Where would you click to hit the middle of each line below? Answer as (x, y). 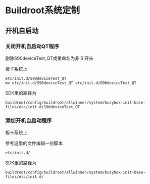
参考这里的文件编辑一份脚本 (34, 143)
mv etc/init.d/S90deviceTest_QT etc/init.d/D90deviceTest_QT (71, 83)
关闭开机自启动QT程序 (32, 46)
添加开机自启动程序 (29, 120)
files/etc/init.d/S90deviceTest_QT (43, 107)
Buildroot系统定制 (43, 10)
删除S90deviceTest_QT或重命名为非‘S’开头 (49, 58)
